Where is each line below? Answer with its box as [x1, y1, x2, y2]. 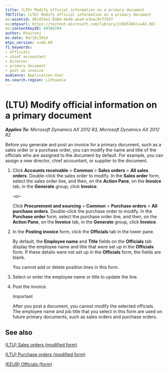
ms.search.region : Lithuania [5, 77, 66, 82]
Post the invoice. [12, 284, 47, 290]
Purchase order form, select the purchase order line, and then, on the [12, 213, 157, 219]
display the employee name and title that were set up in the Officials [12, 243, 154, 249]
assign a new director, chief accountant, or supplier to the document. [5, 157, 148, 163]
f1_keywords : [5, 45, 33, 50]
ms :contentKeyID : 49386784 [5, 26, 62, 31]
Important [12, 293, 33, 299]
